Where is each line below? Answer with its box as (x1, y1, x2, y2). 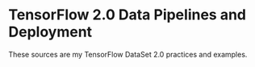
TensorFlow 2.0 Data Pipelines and (8, 6, 246, 24)
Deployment (8, 23, 93, 41)
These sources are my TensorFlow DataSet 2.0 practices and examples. (8, 49, 248, 59)
